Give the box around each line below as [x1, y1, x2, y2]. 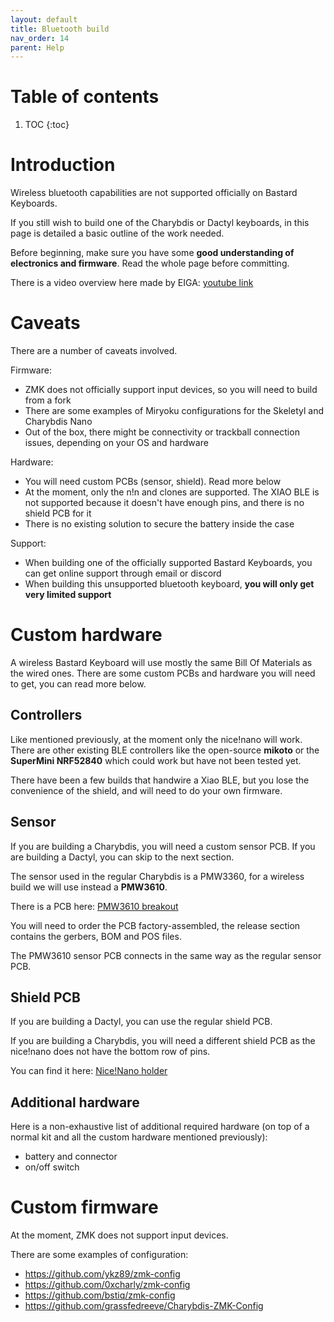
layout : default [10, 14, 78, 25]
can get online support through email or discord [24, 567, 222, 580]
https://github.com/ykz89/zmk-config [24, 1268, 181, 1280]
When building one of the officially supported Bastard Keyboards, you [24, 557, 313, 569]
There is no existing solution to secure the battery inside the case [24, 518, 295, 530]
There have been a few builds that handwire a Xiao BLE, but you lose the [10, 774, 310, 786]
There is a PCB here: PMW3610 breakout [10, 900, 179, 912]
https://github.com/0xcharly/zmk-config [24, 1279, 191, 1291]
